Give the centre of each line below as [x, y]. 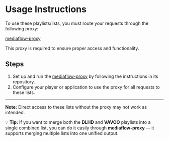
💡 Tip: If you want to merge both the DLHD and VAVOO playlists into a [78, 122]
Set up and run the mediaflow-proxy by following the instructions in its [85, 76]
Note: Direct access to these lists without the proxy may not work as [76, 107]
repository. [24, 81]
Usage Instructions [46, 9]
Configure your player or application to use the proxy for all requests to [86, 87]
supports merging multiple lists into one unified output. [62, 133]
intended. [15, 112]
